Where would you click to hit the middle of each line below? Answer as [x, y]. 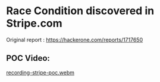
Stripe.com [34, 23]
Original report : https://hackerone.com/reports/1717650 [75, 40]
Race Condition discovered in [80, 11]
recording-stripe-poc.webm [40, 73]
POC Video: [28, 58]
